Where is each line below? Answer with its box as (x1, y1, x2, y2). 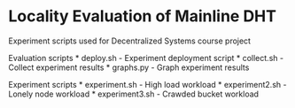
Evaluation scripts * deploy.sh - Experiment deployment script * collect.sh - (8, 52, 284, 63)
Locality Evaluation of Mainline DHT (8, 6, 276, 27)
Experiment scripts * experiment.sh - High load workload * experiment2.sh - (8, 79, 287, 89)
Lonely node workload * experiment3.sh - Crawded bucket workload (8, 89, 259, 99)
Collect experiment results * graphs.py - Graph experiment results (8, 62, 250, 73)
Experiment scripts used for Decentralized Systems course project (8, 35, 252, 46)
